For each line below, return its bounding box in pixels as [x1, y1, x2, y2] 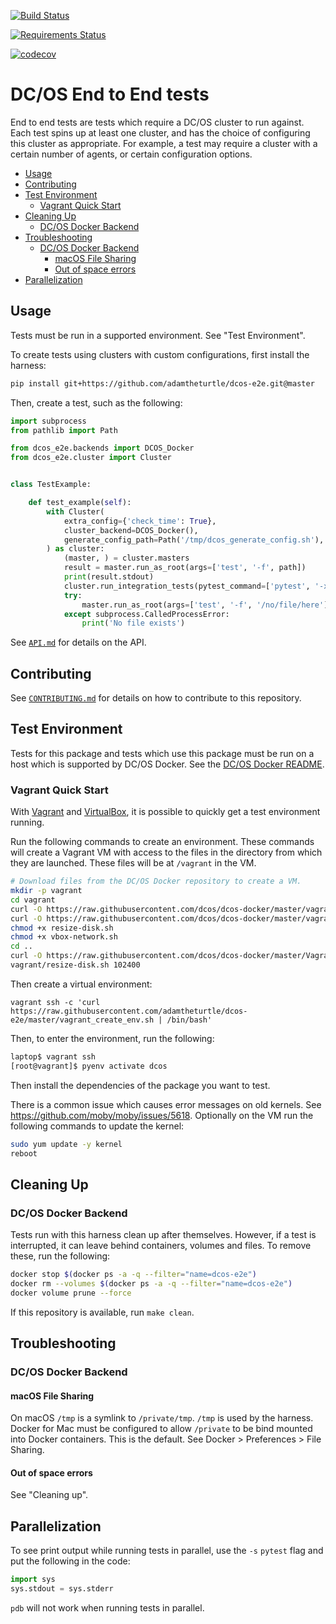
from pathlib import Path [10, 425, 118, 435]
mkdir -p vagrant [10, 886, 83, 896]
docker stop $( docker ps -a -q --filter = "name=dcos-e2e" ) [10, 1270, 257, 1280]
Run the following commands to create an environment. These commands [10, 836, 315, 848]
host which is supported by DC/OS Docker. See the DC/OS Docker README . [10, 758, 325, 770]
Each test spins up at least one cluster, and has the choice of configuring [10, 126, 311, 139]
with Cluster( [46, 506, 105, 517]
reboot [10, 1148, 38, 1159]
